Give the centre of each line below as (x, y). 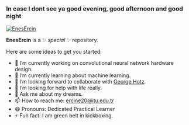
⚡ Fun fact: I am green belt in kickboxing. (64, 116)
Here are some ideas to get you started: (54, 52)
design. (24, 70)
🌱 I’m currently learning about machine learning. (73, 75)
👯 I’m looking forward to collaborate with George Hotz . (80, 82)
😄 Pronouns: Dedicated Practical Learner (65, 109)
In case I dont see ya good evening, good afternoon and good (94, 9)
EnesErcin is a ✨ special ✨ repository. (52, 40)
